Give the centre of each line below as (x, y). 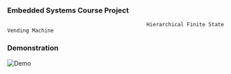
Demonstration (33, 48)
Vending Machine (30, 31)
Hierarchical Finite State (185, 25)
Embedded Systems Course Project (68, 10)
